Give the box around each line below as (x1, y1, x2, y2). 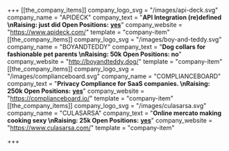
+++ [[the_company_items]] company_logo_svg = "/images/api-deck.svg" (7, 6, 219, 14)
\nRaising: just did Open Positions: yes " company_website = (7, 21, 183, 28)
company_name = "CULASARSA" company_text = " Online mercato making (7, 109, 222, 117)
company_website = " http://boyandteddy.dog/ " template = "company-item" (7, 57, 223, 65)
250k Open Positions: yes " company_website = (7, 87, 145, 95)
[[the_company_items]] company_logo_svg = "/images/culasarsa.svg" (7, 102, 207, 109)
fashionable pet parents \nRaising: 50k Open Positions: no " (7, 50, 182, 58)
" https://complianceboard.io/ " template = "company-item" (7, 94, 173, 103)
